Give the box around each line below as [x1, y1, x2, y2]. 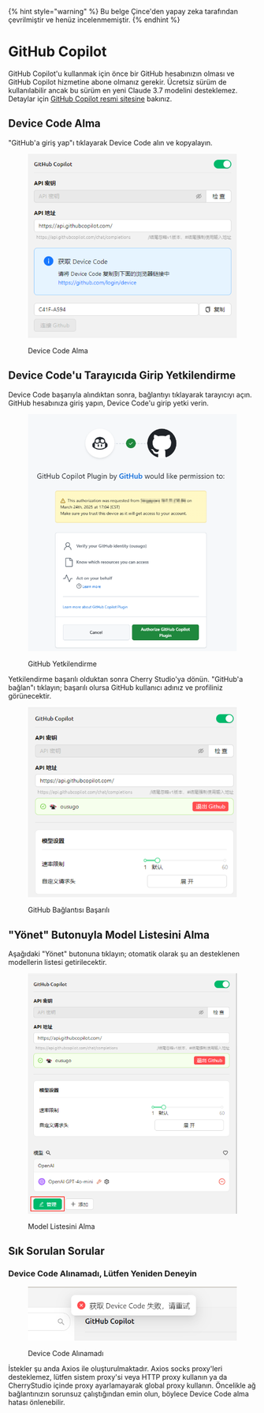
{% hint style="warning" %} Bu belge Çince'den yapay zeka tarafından [8, 7, 239, 16]
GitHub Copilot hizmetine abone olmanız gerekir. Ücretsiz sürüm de [8, 77, 227, 86]
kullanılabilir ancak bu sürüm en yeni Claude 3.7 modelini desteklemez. [8, 85, 238, 95]
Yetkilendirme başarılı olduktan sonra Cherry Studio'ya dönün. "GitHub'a [8, 674, 244, 684]
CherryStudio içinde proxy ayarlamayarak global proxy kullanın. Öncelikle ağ [8, 1381, 256, 1390]
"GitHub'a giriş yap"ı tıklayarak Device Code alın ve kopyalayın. [8, 138, 213, 147]
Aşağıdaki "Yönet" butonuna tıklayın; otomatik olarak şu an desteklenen [8, 948, 240, 959]
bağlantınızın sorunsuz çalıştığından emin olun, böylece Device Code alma [8, 1389, 250, 1398]
